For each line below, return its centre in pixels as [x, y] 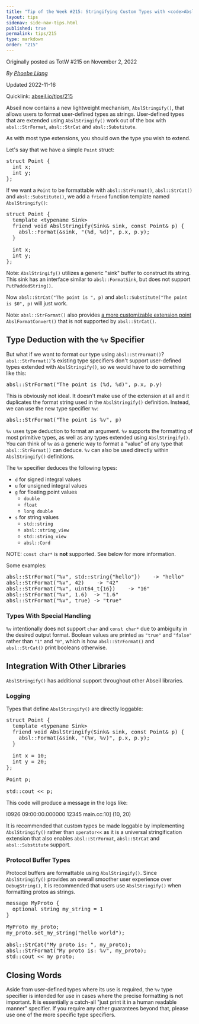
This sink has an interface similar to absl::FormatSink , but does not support [98, 279]
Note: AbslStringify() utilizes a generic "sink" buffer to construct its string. [99, 273]
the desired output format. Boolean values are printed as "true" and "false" [99, 635]
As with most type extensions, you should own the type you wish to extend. [98, 138]
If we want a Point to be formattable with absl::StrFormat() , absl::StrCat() [99, 190]
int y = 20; [30, 762]
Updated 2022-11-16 [31, 84]
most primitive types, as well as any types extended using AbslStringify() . [98, 437]
